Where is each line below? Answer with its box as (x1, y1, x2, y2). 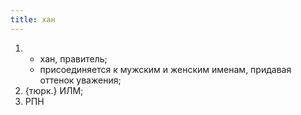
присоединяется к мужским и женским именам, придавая (39, 63, 292, 75)
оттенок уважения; (39, 74, 122, 86)
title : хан (10, 14, 56, 25)
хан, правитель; (39, 52, 108, 65)
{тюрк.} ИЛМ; (24, 84, 84, 96)
